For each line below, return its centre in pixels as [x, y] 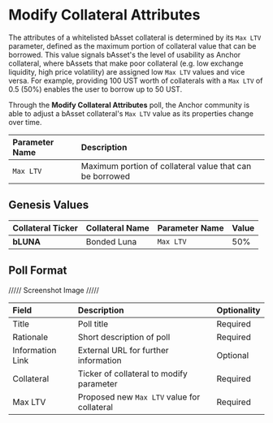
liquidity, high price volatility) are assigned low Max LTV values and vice [127, 71]
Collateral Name [118, 227]
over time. [25, 122]
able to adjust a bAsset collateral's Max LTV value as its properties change [131, 113]
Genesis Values [49, 205]
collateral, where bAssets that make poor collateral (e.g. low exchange [126, 63]
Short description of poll [124, 337]
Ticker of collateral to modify [133, 373]
